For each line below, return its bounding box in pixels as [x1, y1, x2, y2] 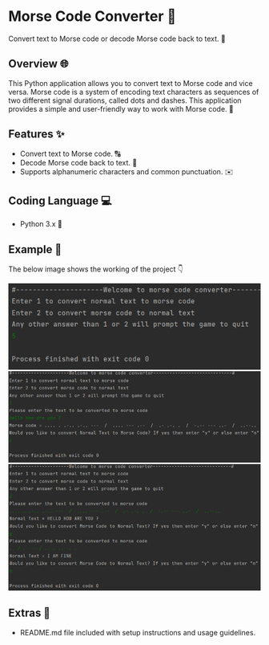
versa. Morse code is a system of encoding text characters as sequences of [8, 87, 259, 96]
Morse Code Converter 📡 [8, 7, 177, 26]
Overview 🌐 [8, 57, 69, 71]
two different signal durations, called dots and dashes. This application [8, 96, 242, 105]
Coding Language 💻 [8, 194, 112, 207]
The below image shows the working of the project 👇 [8, 264, 184, 274]
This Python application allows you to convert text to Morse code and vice [8, 78, 254, 88]
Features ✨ [8, 128, 65, 141]
